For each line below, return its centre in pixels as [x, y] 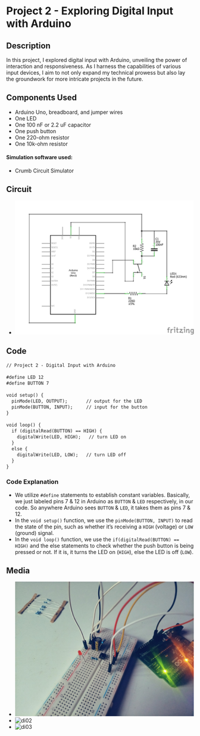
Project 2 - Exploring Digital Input [90, 11]
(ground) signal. [34, 533]
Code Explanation [32, 482]
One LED [26, 118]
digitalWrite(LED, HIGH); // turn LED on [72, 437]
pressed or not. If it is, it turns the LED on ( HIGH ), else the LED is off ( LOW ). [104, 552]
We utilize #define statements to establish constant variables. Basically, [102, 495]
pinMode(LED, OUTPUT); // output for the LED [77, 401]
